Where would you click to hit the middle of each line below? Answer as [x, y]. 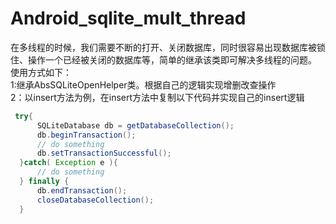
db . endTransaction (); [82, 190]
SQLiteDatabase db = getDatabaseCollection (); [135, 125]
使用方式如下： [41, 72]
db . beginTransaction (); [86, 135]
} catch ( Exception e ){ [68, 163]
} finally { [44, 182]
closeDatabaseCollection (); [95, 200]
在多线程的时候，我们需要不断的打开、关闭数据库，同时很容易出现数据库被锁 [168, 47]
